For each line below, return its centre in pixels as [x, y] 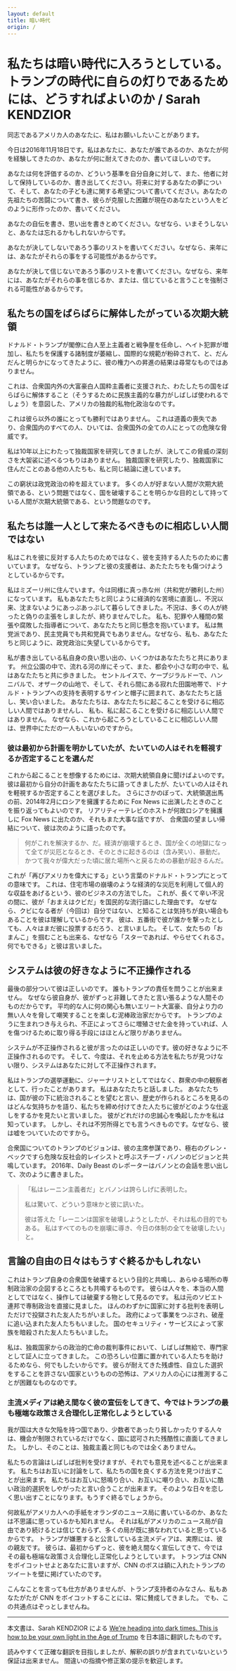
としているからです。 [38, 575]
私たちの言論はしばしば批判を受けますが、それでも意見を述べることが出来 [115, 1463]
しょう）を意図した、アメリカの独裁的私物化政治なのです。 [93, 404]
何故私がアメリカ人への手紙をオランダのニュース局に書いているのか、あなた [118, 1513]
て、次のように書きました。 [47, 1175]
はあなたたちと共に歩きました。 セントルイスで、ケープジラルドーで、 [109, 675]
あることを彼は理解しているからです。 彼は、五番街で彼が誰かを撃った [109, 920]
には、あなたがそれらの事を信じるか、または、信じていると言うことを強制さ [118, 280]
